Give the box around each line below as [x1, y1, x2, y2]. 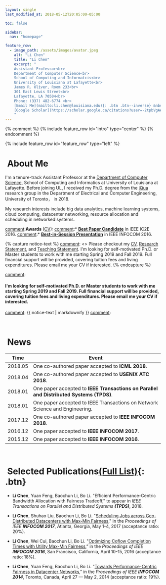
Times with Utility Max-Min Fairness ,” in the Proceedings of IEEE [12, 543, 144, 549]
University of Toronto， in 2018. [5, 196, 70, 202]
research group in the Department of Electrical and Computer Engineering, [5, 190, 157, 196]
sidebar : [5, 30, 23, 35]
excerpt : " [14, 61, 37, 67]
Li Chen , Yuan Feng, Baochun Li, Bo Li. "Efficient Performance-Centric [12, 493, 156, 499]
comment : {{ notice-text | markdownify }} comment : [5, 310, 111, 316]
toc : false [5, 21, 28, 26]
